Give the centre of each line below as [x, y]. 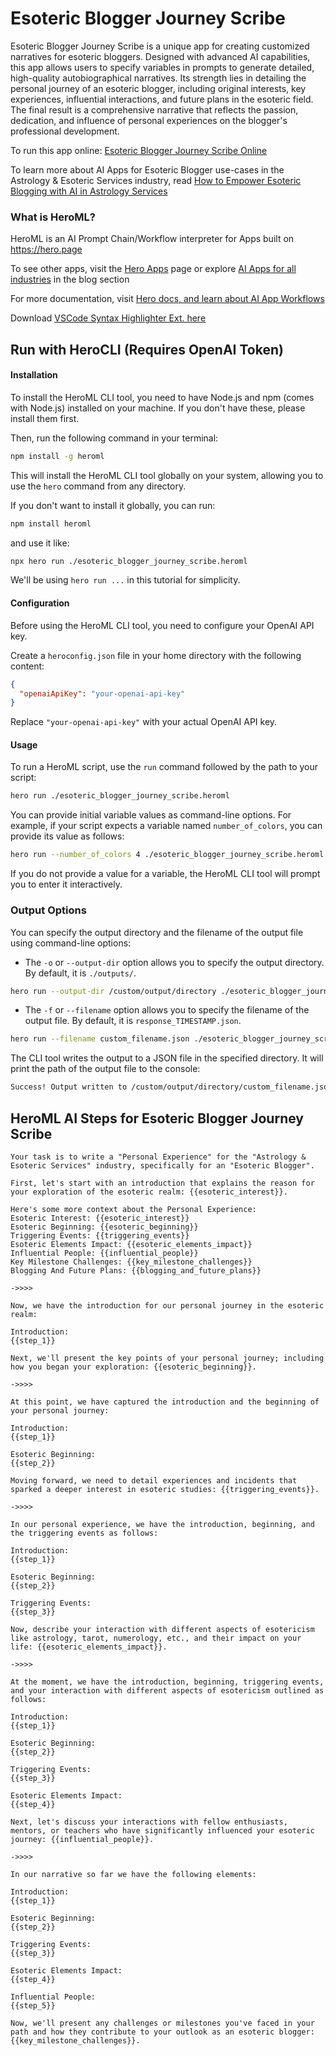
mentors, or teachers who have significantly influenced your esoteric [162, 1830]
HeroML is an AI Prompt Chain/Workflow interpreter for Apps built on [152, 239]
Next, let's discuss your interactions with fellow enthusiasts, [149, 1822]
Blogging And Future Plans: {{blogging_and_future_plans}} [136, 1270]
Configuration [40, 603]
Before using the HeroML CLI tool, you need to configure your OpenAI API [162, 625]
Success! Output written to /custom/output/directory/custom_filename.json [171, 1087]
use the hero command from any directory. [98, 486]
